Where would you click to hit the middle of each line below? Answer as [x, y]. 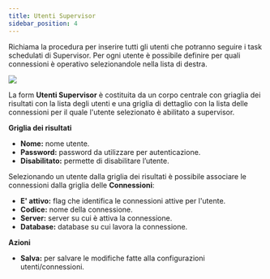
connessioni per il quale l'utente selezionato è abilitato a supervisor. [122, 112]
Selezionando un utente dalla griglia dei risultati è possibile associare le [128, 176]
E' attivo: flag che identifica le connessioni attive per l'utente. [123, 200]
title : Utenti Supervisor [52, 16]
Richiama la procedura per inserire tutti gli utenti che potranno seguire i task [135, 46]
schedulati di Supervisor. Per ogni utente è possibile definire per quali [124, 55]
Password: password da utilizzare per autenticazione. [110, 152]
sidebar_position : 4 [43, 24]
